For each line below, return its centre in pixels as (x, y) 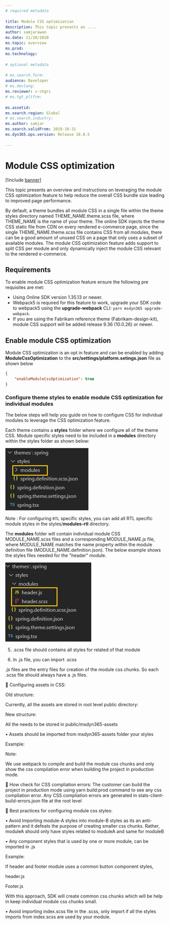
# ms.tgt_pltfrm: (24, 97)
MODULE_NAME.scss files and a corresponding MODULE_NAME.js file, (80, 539)
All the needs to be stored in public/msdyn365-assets (62, 725)
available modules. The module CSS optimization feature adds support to (82, 243)
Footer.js (15, 886)
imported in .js (20, 847)
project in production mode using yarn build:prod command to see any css (83, 790)
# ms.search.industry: (29, 118)
